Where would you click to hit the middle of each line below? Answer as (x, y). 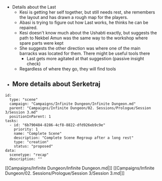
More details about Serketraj (56, 84)
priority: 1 (26, 129)
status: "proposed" (34, 146)
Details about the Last (34, 7)
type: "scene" (24, 99)
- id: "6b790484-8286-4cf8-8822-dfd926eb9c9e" (57, 125)
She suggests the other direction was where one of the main (80, 48)
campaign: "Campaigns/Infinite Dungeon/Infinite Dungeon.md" (73, 104)
